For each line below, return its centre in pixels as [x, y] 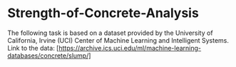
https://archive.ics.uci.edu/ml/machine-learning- [130, 48]
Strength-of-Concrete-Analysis [103, 13]
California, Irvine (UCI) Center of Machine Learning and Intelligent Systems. [118, 40]
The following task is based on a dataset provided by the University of [110, 33]
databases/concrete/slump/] [49, 56]
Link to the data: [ [33, 48]
